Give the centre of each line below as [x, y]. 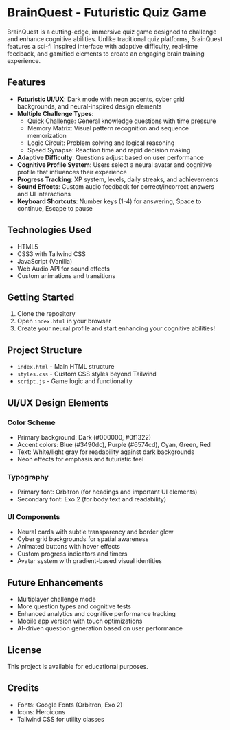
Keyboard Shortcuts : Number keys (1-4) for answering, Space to [109, 201]
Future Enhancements [56, 583]
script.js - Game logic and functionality [74, 381]
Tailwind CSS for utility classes [60, 719]
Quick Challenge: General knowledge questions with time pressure [122, 121]
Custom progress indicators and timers [72, 554]
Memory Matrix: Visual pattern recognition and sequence [108, 128]
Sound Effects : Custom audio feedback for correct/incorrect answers [116, 186]
